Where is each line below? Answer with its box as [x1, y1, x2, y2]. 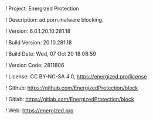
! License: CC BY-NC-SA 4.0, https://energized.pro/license [5, 73, 147, 80]
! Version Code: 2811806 [5, 61, 64, 68]
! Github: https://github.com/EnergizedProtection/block [5, 84, 138, 91]
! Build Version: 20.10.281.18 [5, 39, 72, 46]
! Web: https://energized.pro [5, 107, 74, 114]
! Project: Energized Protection [5, 5, 80, 12]
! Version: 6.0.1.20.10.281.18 [5, 28, 71, 35]
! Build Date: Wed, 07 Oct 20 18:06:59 [5, 50, 96, 57]
